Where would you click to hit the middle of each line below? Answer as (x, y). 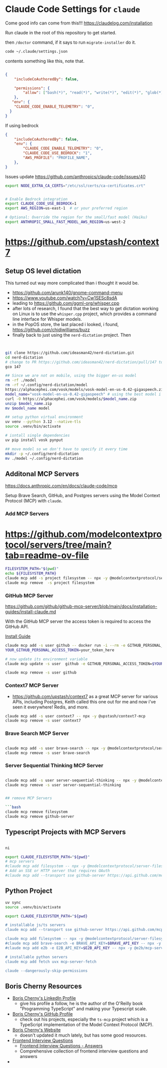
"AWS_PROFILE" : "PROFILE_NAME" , (57, 158)
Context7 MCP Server (32, 686)
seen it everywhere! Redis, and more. (50, 707)
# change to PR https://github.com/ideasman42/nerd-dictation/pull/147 (81, 362)
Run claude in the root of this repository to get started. (61, 32)
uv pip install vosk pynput (34, 440)
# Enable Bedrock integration (37, 199)
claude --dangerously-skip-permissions (46, 971)
